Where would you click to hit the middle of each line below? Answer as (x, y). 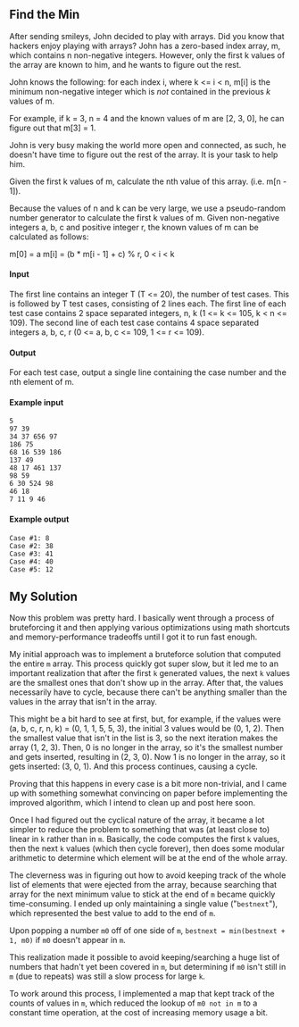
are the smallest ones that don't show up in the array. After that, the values (146, 683)
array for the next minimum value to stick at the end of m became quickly (142, 894)
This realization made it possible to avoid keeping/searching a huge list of (145, 957)
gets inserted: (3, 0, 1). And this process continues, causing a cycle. (134, 766)
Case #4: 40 (31, 562)
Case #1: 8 (29, 538)
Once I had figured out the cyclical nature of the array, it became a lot (137, 820)
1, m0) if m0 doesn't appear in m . (68, 940)
